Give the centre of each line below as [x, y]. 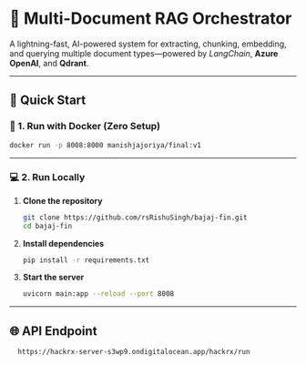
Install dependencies [63, 243]
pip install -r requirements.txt [86, 260]
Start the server [53, 278]
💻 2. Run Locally [47, 177]
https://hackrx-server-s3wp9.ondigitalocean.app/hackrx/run [134, 352]
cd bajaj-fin [47, 226]
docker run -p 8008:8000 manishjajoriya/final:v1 [106, 145]
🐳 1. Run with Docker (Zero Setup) [85, 127]
